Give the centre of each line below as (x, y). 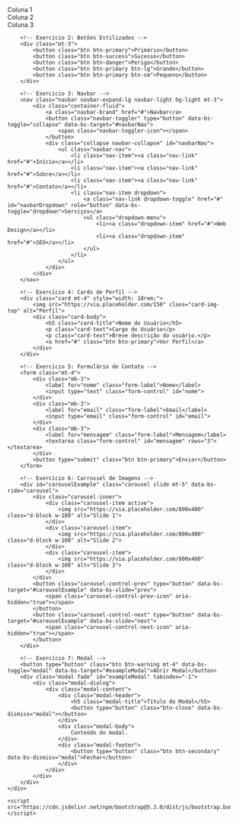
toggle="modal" (30, 671)
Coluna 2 (21, 17)
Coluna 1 (20, 10)
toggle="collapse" (34, 125)
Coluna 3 (21, 25)
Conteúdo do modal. (100, 733)
